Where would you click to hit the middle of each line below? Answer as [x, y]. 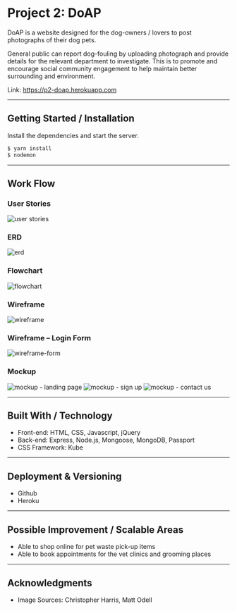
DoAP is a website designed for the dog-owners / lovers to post [99, 32]
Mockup [22, 371]
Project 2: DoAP [54, 13]
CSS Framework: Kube [50, 448]
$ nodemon [22, 155]
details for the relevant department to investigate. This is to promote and [113, 61]
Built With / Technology [60, 416]
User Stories [29, 204]
